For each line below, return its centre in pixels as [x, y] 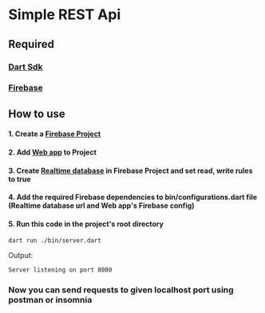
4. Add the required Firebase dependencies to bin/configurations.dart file [133, 198]
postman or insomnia [50, 300]
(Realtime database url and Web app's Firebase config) [101, 205]
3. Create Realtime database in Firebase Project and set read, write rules [131, 170]
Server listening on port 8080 [60, 270]
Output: [21, 256]
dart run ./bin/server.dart [55, 241]
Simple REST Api [65, 15]
